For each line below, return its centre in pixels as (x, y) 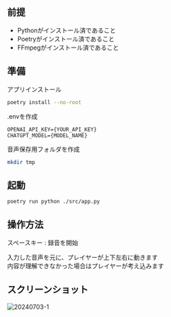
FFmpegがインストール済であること (68, 48)
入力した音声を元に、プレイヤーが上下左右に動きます (83, 257)
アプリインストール (34, 89)
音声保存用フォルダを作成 (43, 149)
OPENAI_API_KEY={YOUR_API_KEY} (52, 130)
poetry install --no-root (44, 102)
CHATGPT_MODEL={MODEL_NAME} (48, 135)
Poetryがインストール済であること (66, 39)
